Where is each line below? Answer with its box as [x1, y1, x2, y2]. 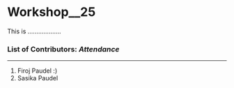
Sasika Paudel [17, 74, 58, 82]
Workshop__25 [7, 4, 96, 20]
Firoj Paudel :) [17, 67, 58, 75]
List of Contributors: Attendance [7, 44, 120, 54]
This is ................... [7, 27, 61, 35]
